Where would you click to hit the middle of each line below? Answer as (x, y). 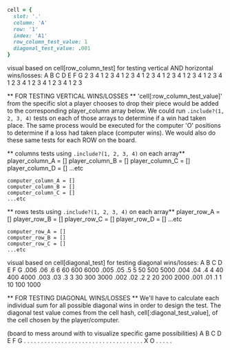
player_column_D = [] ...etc (45, 168)
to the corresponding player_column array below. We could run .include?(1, (116, 111)
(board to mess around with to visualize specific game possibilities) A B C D (114, 333)
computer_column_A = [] (41, 181)
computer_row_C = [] (37, 244)
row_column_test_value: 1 (51, 42)
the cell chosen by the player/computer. (64, 320)
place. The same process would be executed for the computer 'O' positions (114, 125)
